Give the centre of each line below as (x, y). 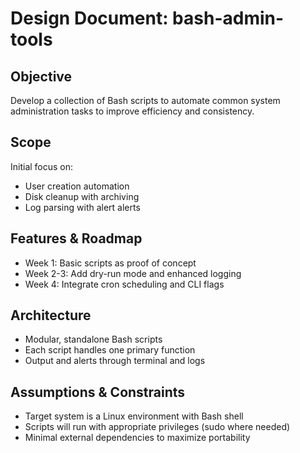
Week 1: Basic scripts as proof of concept (110, 263)
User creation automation (77, 186)
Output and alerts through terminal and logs (115, 361)
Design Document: (89, 18)
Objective (41, 76)
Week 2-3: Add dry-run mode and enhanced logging (133, 273)
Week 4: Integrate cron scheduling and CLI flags (124, 284)
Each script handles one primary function (110, 350)
